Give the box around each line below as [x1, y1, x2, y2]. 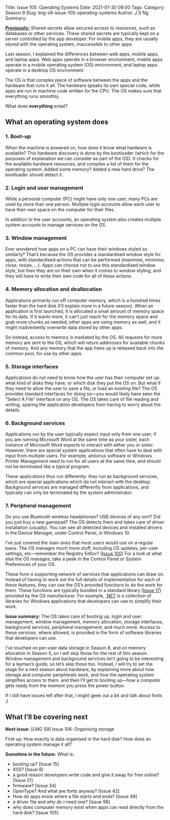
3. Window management [5, 234, 67, 241]
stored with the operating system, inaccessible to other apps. [5, 41, 133, 47]
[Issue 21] [12, 777, 33, 783]
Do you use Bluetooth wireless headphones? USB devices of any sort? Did [5, 514, 161, 520]
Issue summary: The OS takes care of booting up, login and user [5, 613, 142, 619]
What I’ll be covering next [5, 712, 88, 721]
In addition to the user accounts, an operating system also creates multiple [5, 216, 161, 223]
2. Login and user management [5, 184, 84, 191]
